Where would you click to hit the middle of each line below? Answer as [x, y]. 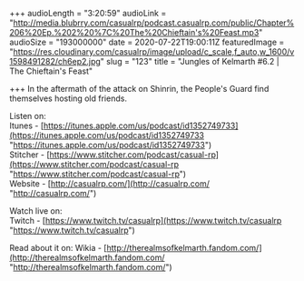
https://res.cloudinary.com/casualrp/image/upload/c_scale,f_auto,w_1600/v [154, 52]
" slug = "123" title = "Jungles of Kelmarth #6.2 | [190, 61]
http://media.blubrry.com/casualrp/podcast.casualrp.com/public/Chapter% [154, 23]
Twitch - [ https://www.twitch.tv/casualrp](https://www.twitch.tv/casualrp [146, 221]
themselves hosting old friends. [68, 98]
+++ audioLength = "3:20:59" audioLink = [88, 13]
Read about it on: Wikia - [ [58, 248]
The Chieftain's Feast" [51, 71]
